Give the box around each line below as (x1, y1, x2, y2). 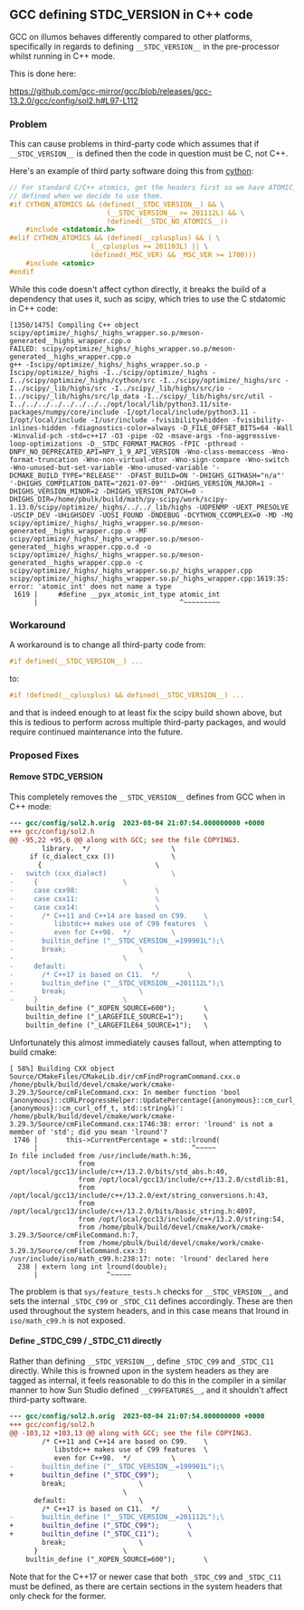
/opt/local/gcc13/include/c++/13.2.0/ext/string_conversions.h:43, (9, 1191, 270, 1200)
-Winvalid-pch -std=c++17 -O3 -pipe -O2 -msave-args (9, 431, 213, 440)
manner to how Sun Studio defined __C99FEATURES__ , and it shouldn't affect (9, 1385, 288, 1395)
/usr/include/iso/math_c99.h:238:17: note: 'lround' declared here (9, 1254, 270, 1263)
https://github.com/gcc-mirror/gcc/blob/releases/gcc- (9, 85, 213, 96)
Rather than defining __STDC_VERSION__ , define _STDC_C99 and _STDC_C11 (9, 1356, 274, 1366)
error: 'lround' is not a (175, 1119, 273, 1128)
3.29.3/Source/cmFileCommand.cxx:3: (9, 1246, 147, 1255)
